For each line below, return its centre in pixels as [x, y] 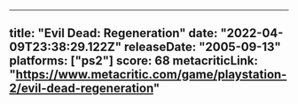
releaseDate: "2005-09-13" [202, 47]
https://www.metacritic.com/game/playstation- [151, 74]
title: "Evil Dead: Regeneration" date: [114, 33]
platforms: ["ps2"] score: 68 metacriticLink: [134, 61]
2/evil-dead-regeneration [81, 89]
